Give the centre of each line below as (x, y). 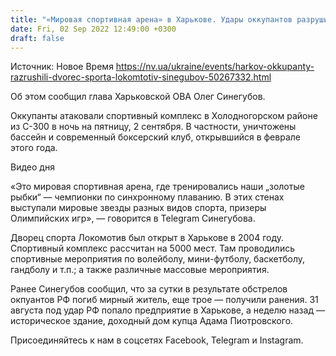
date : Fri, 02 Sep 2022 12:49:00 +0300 (93, 29)
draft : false (37, 38)
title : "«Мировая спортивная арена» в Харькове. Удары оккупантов (151, 19)
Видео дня (32, 167)
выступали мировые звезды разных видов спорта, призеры (138, 208)
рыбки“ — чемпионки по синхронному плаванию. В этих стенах (147, 197)
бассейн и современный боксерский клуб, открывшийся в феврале (155, 137)
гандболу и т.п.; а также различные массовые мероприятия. (140, 270)
